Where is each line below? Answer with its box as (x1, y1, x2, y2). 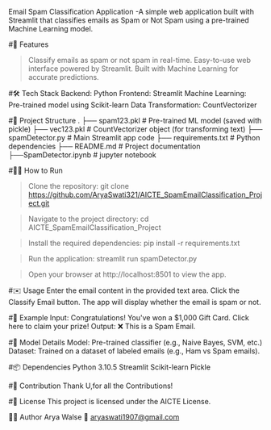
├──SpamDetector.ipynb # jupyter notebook (8, 150, 157, 160)
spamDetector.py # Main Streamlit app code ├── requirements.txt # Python (8, 133, 261, 142)
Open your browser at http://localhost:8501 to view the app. (27, 269, 227, 279)
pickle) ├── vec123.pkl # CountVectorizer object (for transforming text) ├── (8, 124, 263, 134)
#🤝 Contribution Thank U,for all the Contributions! (8, 381, 173, 390)
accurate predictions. (27, 73, 99, 81)
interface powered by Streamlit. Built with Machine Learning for (27, 64, 240, 73)
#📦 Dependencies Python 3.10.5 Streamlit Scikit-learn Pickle (8, 362, 211, 372)
